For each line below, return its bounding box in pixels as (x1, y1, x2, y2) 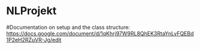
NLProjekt (6, 4, 57, 18)
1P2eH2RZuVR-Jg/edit (6, 36, 62, 43)
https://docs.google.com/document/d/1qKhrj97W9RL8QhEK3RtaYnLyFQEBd (6, 30, 194, 37)
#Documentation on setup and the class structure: (6, 24, 131, 31)
